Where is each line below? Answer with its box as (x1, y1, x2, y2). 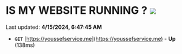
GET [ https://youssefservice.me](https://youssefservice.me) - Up (14, 35, 176, 42)
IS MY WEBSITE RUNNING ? (5, 4, 148, 17)
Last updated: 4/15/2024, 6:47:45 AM (5, 23, 103, 31)
